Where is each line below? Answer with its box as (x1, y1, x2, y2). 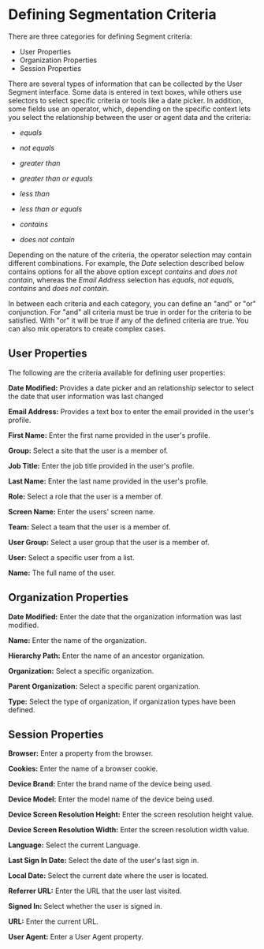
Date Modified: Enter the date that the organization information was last (8, 611, 242, 621)
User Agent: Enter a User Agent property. (8, 932, 144, 942)
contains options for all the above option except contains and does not (8, 267, 238, 276)
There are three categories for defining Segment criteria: (8, 32, 192, 41)
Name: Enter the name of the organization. (8, 635, 147, 644)
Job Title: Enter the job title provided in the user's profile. (8, 461, 195, 470)
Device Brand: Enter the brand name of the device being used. (8, 779, 213, 789)
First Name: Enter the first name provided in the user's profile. (8, 430, 210, 439)
